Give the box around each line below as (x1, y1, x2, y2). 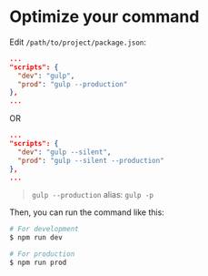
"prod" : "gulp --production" (17, 79, 128, 88)
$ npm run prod (9, 258, 67, 268)
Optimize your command (9, 6, 200, 27)
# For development (9, 225, 79, 234)
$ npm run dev (9, 233, 64, 242)
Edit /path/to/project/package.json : (9, 36, 147, 47)
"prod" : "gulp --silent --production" (17, 156, 165, 165)
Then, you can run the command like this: (9, 207, 165, 218)
